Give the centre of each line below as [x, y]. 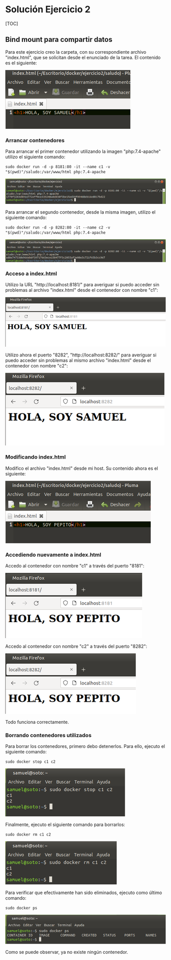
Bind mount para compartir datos [59, 40]
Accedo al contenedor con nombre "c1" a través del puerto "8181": [75, 566]
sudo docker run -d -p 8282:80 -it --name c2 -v [58, 227]
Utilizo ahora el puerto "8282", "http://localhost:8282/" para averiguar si [81, 355]
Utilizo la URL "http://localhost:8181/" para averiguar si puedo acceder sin [82, 285]
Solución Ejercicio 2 [48, 9]
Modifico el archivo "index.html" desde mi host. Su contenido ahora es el [82, 468]
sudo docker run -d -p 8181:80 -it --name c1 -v [58, 167]
